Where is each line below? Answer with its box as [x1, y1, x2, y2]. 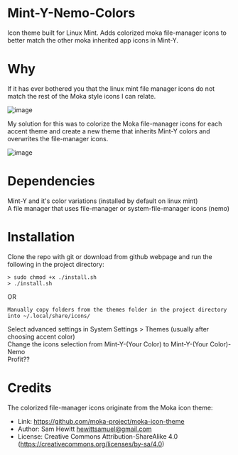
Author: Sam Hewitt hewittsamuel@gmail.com [17, 424, 152, 433]
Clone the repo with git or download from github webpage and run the [7, 252, 212, 261]
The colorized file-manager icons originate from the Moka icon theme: [7, 403, 213, 412]
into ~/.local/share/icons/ [7, 312, 91, 319]
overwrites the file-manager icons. [7, 134, 109, 143]
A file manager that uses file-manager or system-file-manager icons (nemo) [7, 204, 229, 212]
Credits [7, 380, 52, 395]
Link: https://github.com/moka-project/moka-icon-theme [17, 417, 185, 425]
